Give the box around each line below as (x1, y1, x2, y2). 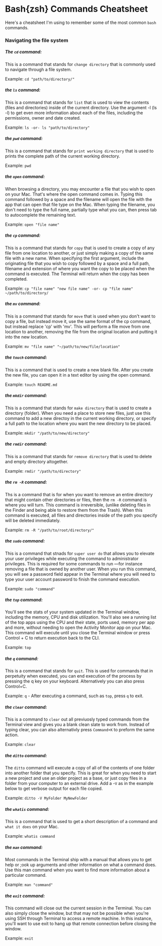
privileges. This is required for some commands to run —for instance (5, 561, 143, 566)
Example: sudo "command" (5, 585, 55, 591)
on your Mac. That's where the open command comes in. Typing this (5, 191, 143, 197)
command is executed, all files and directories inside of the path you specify (5, 512, 158, 518)
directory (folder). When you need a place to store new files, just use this (5, 410, 151, 416)
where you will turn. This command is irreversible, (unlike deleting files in (5, 502, 151, 508)
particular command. (5, 872, 47, 878)
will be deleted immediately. (5, 517, 61, 523)
